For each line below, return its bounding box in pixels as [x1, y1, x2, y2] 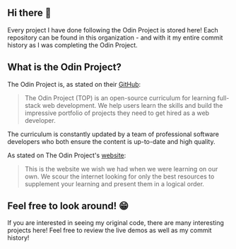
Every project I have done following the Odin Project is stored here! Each [7, 25, 219, 34]
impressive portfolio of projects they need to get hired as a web [24, 109, 210, 117]
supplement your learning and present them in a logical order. [24, 179, 205, 188]
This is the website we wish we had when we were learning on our [24, 164, 218, 173]
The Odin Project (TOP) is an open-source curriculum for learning [24, 93, 216, 102]
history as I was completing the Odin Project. [7, 40, 138, 49]
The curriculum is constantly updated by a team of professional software [7, 130, 219, 138]
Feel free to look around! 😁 [7, 200, 129, 212]
